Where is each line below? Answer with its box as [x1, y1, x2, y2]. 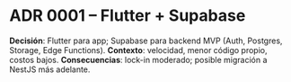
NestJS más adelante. [9, 64, 91, 75]
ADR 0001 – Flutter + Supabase [9, 5, 246, 26]
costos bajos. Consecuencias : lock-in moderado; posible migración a [9, 54, 268, 65]
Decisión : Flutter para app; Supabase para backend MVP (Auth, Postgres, [9, 35, 283, 46]
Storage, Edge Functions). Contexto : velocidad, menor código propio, [9, 44, 268, 55]
